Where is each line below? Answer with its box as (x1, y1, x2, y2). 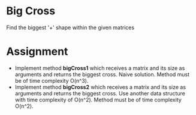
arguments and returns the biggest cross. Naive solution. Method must (14, 70, 190, 78)
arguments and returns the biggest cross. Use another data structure (14, 89, 186, 97)
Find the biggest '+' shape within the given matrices (6, 24, 135, 31)
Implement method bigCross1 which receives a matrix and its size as (14, 64, 185, 72)
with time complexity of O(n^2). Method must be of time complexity (14, 96, 182, 103)
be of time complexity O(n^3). (14, 77, 89, 84)
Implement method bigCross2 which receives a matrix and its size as (14, 83, 186, 91)
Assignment (6, 45, 68, 58)
